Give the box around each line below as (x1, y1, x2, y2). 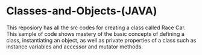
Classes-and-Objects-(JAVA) (6, 4, 157, 18)
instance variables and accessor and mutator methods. (6, 43, 144, 50)
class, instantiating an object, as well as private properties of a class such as (6, 36, 197, 44)
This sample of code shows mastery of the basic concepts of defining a (6, 30, 185, 37)
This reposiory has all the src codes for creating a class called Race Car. (6, 24, 186, 31)
